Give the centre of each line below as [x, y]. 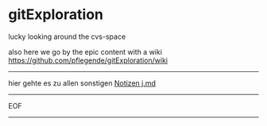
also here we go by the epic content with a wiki [85, 52]
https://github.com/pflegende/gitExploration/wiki [88, 60]
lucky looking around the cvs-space [67, 36]
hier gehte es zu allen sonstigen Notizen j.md [82, 83]
